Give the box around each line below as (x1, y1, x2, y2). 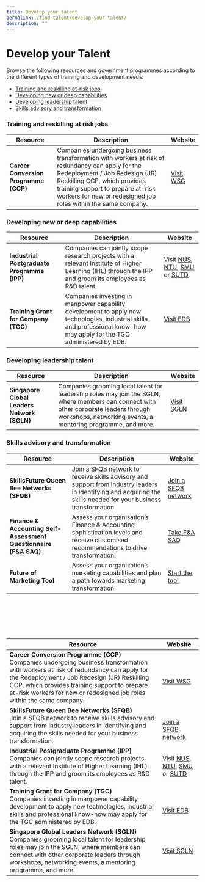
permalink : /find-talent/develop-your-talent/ (6, 15, 127, 21)
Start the (167, 569, 193, 577)
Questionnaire (9, 539, 52, 548)
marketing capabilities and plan (71, 569, 162, 577)
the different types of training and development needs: (6, 73, 144, 81)
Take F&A (167, 528, 195, 536)
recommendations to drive (71, 543, 148, 552)
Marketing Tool (9, 576, 55, 585)
